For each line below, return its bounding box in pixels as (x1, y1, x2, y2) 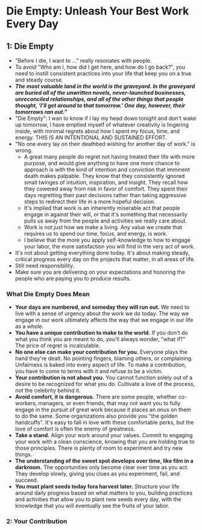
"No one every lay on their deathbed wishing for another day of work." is (14, 140, 196, 147)
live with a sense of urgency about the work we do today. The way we (14, 310, 189, 317)
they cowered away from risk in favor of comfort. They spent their (24, 185, 188, 192)
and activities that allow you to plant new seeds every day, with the (14, 496, 182, 503)
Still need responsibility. (14, 262, 75, 269)
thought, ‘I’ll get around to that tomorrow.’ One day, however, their (14, 102, 186, 109)
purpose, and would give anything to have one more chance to (24, 160, 180, 166)
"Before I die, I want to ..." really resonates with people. (14, 57, 152, 64)
